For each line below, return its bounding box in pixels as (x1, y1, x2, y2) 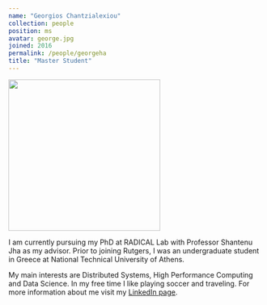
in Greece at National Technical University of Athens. (8, 254, 184, 264)
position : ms (8, 27, 53, 35)
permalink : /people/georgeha (8, 49, 107, 57)
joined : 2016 (8, 42, 53, 50)
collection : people (8, 19, 74, 27)
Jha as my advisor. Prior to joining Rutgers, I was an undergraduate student (8, 245, 260, 255)
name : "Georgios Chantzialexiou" (8, 11, 121, 20)
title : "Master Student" (8, 57, 92, 65)
